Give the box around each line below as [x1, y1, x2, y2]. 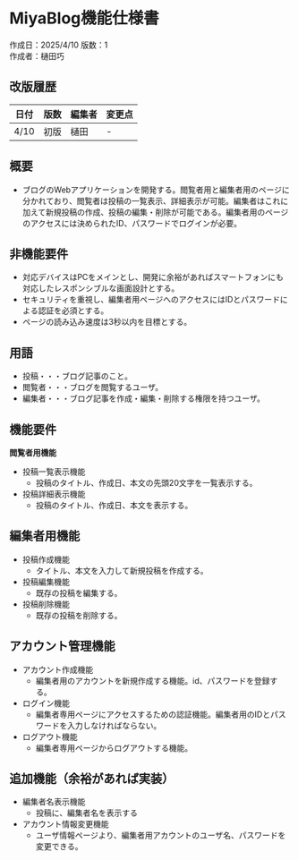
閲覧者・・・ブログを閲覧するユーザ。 [21, 382, 164, 393]
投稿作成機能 [21, 554, 70, 565]
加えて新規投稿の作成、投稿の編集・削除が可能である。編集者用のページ [21, 207, 289, 217]
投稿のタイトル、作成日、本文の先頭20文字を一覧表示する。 [35, 478, 258, 488]
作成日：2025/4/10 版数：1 [9, 39, 108, 50]
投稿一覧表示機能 [21, 466, 86, 477]
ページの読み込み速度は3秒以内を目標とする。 [21, 317, 192, 328]
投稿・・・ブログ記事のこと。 [21, 370, 132, 381]
